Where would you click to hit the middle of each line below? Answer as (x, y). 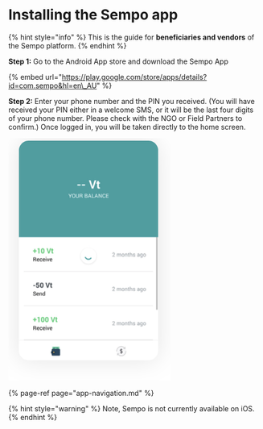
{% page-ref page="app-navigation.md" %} (81, 393)
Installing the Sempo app (93, 15)
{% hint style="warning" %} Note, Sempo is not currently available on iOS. (131, 408)
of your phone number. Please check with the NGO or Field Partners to (125, 118)
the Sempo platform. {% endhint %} (68, 45)
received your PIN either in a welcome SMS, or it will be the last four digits (131, 110)
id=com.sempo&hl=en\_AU (53, 85)
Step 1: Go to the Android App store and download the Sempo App (119, 61)
